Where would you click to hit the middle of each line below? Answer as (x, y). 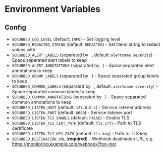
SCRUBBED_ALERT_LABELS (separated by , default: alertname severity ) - (84, 55)
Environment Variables (53, 9)
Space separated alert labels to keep (49, 60)
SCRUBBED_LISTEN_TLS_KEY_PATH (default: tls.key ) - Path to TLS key (80, 133)
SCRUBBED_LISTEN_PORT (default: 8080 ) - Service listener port (72, 113)
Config (15, 27)
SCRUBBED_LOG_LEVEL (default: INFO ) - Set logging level (66, 39)
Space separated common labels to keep (54, 92)
